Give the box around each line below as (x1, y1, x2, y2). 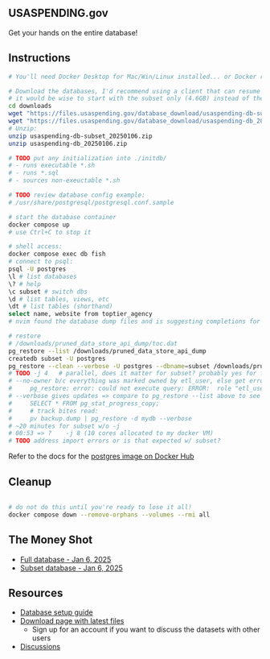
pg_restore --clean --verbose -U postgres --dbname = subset (8, 362, 211, 370)
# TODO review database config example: (8, 191, 146, 199)
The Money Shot (8, 533, 93, 547)
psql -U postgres (8, 265, 67, 273)
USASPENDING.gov (8, 6, 108, 20)
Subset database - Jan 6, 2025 (19, 563, 123, 573)
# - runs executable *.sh (8, 161, 95, 170)
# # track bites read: (8, 407, 99, 415)
